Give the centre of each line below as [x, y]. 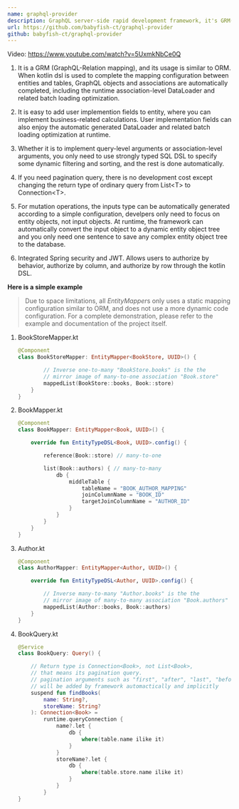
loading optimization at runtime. [64, 135]
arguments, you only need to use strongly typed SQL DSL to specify [117, 156]
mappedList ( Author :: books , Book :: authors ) [107, 607]
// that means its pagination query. [86, 673]
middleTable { [90, 482]
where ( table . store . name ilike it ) [133, 773]
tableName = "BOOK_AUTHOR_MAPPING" [134, 488]
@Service [31, 647]
